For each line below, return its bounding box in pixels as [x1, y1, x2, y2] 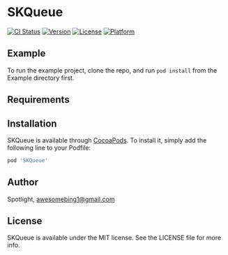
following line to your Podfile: [7, 143, 91, 152]
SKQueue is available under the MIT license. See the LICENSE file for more [7, 233, 222, 242]
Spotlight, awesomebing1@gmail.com [7, 195, 115, 203]
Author [7, 176, 38, 189]
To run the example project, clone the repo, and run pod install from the [7, 66, 218, 74]
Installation [7, 117, 57, 129]
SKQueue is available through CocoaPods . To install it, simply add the [7, 136, 207, 144]
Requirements [7, 94, 70, 105]
